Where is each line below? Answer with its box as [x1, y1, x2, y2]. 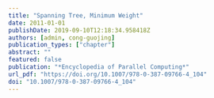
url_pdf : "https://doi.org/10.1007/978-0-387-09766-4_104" [8, 70, 208, 78]
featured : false [8, 56, 62, 64]
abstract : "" [8, 48, 52, 56]
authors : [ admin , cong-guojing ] [8, 33, 115, 42]
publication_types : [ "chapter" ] [8, 41, 115, 49]
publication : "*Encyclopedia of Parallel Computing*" [8, 63, 190, 71]
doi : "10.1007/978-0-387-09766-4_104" [8, 77, 136, 85]
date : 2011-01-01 [8, 19, 66, 27]
